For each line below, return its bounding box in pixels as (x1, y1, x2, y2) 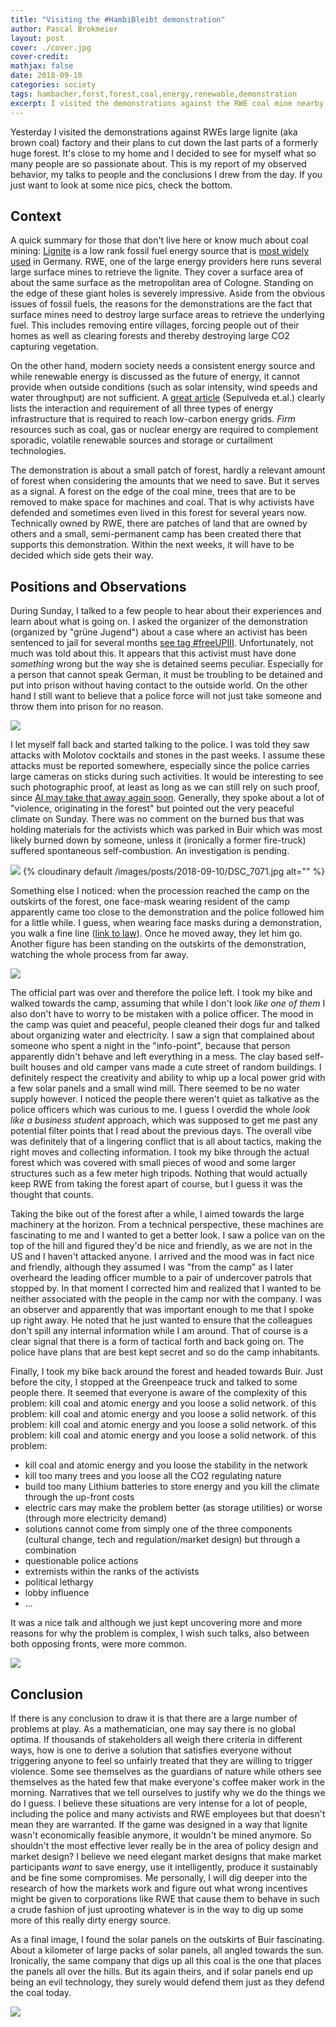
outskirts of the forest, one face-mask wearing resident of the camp (10, 896, 290, 908)
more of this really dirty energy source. (10, 1914, 172, 1926)
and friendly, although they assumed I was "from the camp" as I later (10, 1261, 294, 1273)
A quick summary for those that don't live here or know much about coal (10, 234, 309, 246)
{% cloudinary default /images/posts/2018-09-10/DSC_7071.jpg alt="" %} (22, 866, 326, 878)
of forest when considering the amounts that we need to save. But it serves (10, 475, 320, 487)
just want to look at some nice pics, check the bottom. (10, 179, 233, 191)
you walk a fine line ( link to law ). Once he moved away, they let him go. (10, 927, 303, 940)
